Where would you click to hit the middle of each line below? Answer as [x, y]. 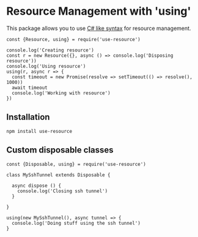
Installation [28, 117]
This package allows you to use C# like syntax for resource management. [99, 28]
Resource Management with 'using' [99, 11]
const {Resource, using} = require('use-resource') [73, 39]
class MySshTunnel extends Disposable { [59, 175]
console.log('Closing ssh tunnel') [63, 191]
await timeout [30, 88]
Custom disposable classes [60, 150]
